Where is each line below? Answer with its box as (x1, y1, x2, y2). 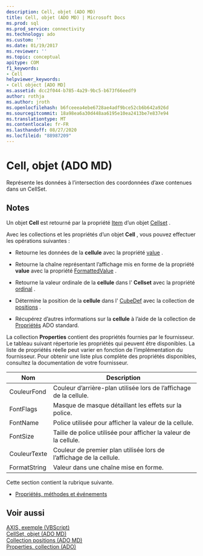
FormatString (9, 463, 47, 471)
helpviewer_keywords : (6, 76, 61, 82)
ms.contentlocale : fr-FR (6, 122, 69, 128)
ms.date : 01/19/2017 (6, 43, 59, 49)
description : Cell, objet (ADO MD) (6, 8, 96, 15)
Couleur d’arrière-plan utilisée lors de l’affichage (53, 383, 192, 392)
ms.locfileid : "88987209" (6, 133, 71, 139)
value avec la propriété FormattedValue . (14, 267, 117, 274)
